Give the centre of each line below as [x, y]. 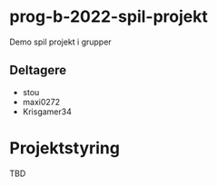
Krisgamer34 [47, 112]
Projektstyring [65, 148]
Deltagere [38, 70]
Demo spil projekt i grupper [60, 42]
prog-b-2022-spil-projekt [109, 17]
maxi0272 [41, 102]
